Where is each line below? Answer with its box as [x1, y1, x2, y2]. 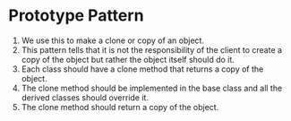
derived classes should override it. [21, 91, 150, 103]
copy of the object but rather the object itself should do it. [21, 54, 235, 65]
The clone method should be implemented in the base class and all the [21, 82, 283, 93]
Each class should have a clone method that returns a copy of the [21, 64, 264, 74]
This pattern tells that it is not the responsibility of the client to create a [21, 44, 283, 55]
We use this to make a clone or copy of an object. [21, 35, 205, 46]
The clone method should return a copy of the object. [21, 101, 219, 112]
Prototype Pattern [8, 5, 144, 26]
